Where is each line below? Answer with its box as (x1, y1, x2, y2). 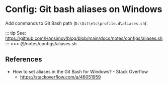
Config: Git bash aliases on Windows (5, 4, 162, 15)
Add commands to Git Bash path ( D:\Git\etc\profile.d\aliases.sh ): (5, 20, 148, 26)
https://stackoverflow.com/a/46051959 (20, 74, 101, 80)
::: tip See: (5, 30, 26, 36)
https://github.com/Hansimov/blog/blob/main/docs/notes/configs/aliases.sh (5, 35, 163, 41)
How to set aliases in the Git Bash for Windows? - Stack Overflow (12, 68, 148, 74)
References (5, 55, 42, 64)
